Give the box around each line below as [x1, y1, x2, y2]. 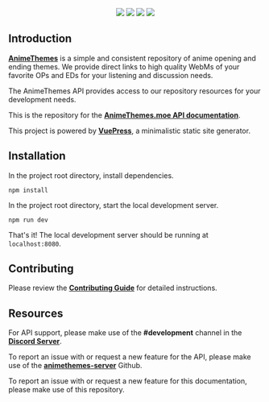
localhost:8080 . [8, 238, 62, 248]
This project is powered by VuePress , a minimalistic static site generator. [8, 126, 251, 135]
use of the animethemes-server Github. [8, 361, 143, 371]
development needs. [8, 94, 77, 104]
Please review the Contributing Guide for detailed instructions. [8, 283, 217, 293]
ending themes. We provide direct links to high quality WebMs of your [8, 61, 240, 72]
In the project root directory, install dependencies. [8, 170, 175, 180]
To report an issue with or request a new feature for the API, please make [8, 352, 251, 362]
